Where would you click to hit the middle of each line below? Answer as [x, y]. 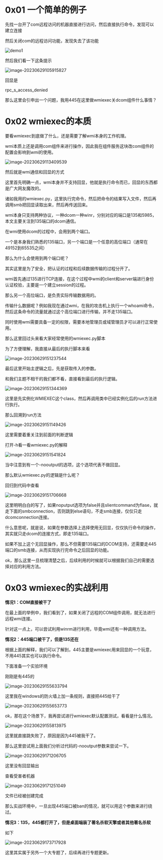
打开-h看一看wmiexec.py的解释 [36, 445]
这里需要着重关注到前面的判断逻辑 [39, 434]
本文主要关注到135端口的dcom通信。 [42, 221]
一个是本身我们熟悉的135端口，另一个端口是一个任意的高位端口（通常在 [76, 241]
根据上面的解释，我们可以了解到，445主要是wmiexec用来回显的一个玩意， [80, 650]
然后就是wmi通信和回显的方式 [35, 172]
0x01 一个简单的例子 [46, 10]
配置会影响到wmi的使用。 [31, 152]
